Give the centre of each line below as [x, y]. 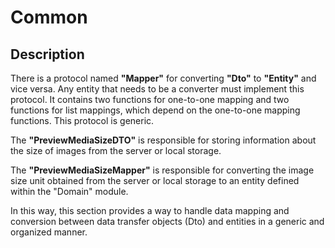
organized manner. [49, 232]
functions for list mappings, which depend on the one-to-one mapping [155, 110]
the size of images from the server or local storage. [116, 150]
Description [47, 54]
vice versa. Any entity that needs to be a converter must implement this [157, 89]
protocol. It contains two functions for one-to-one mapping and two [150, 99]
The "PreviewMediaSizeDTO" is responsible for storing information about [163, 140]
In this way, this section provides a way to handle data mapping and [150, 210]
